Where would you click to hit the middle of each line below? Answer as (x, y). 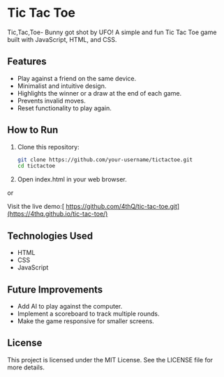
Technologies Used (50, 236)
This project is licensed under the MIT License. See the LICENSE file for (110, 360)
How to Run (33, 130)
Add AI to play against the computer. (70, 306)
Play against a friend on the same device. (77, 78)
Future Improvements (55, 289)
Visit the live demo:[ (36, 207)
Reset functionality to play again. (64, 108)
